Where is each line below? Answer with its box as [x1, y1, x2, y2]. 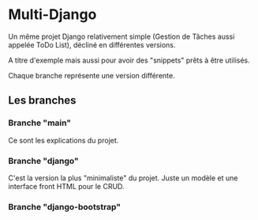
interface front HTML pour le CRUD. [8, 181, 125, 191]
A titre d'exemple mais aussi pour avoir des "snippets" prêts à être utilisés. [8, 55, 250, 65]
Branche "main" [8, 117, 72, 128]
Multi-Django [8, 6, 97, 24]
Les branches [8, 93, 77, 108]
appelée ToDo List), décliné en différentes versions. [8, 40, 176, 49]
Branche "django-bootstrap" [8, 201, 121, 212]
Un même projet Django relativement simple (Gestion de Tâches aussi [8, 32, 235, 41]
